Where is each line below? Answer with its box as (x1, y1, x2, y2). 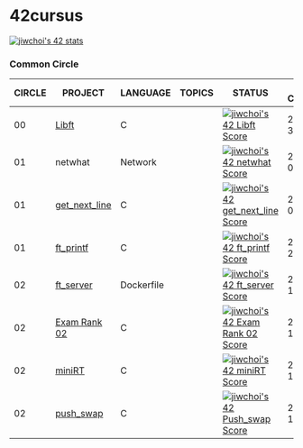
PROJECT (61, 87, 106, 99)
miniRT (55, 364, 86, 377)
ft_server (55, 279, 93, 291)
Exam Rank (55, 316, 103, 329)
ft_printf (55, 242, 88, 254)
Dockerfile (120, 279, 165, 291)
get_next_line (55, 199, 112, 212)
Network (120, 156, 158, 169)
